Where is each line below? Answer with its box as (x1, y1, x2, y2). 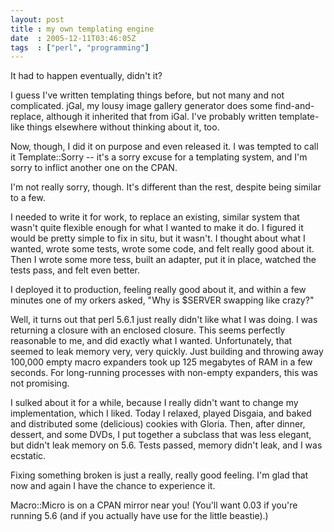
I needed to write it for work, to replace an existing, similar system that (10, 211, 300, 223)
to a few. (10, 192, 46, 204)
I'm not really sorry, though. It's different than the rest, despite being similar (10, 181, 322, 193)
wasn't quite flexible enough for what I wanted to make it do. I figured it (10, 222, 304, 234)
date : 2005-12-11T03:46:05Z (10, 33, 137, 43)
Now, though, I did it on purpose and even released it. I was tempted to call (10, 141, 319, 153)
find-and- (274, 100, 315, 112)
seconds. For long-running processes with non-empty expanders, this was (10, 367, 318, 379)
